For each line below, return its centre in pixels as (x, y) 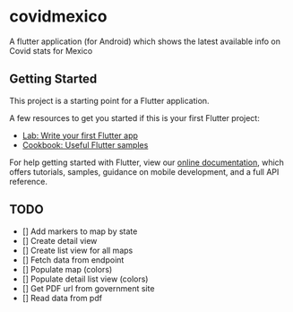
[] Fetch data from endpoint (73, 260)
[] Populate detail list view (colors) (85, 279)
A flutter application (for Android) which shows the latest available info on (145, 41)
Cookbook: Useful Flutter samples (85, 144)
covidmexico (58, 17)
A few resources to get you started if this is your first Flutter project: (134, 117)
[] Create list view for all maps (78, 250)
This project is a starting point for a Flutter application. (109, 100)
